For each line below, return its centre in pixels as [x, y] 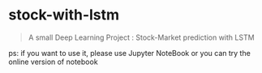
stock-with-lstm [64, 15]
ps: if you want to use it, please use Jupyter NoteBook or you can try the [130, 53]
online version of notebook [54, 62]
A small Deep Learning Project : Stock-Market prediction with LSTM [141, 37]
